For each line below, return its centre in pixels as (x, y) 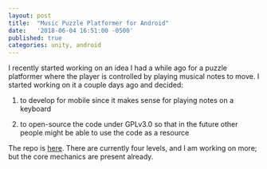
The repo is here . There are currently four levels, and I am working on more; (133, 148)
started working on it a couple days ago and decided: (96, 85)
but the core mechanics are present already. (81, 157)
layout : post (30, 16)
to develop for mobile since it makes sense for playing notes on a (127, 100)
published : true (35, 38)
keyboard (35, 109)
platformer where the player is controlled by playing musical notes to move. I (134, 77)
